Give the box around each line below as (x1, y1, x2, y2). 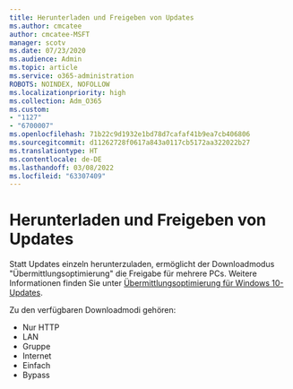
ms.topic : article (9, 64, 78, 73)
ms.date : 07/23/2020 (9, 47, 87, 56)
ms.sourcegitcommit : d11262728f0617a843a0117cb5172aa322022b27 (9, 138, 251, 147)
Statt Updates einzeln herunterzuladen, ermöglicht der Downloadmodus (9, 259, 275, 270)
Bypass (22, 369, 51, 381)
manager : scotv (9, 38, 66, 48)
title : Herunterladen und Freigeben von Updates (9, 13, 194, 22)
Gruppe (22, 341, 51, 352)
